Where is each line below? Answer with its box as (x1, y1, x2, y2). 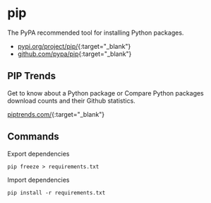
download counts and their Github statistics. (7, 96, 135, 105)
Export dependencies (7, 149, 70, 158)
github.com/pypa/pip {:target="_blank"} (17, 50, 132, 58)
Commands (7, 131, 60, 143)
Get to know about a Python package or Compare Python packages (7, 88, 205, 97)
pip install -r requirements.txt (7, 189, 106, 196)
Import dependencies (7, 175, 70, 184)
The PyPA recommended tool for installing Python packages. (7, 28, 184, 37)
